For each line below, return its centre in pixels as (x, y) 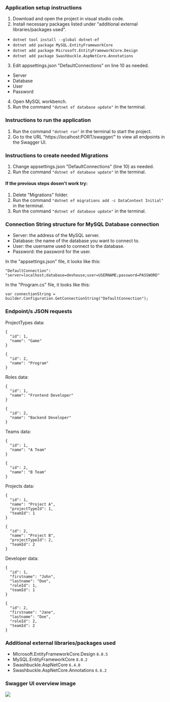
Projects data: (20, 486)
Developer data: (22, 558)
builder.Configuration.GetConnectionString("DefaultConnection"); (77, 299)
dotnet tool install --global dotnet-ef (56, 40)
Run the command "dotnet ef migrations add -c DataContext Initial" (88, 200)
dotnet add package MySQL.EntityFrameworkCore (63, 45)
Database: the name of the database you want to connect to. (76, 241)
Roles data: (17, 377)
